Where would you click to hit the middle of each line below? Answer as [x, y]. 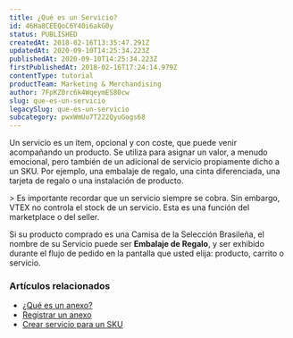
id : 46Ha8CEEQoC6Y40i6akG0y [62, 26]
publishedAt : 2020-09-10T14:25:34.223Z [84, 59]
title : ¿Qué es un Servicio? [63, 17]
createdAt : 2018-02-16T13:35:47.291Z [80, 42]
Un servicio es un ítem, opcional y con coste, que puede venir [123, 143]
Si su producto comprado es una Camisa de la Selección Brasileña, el [137, 234]
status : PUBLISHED [43, 34]
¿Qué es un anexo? [57, 306]
